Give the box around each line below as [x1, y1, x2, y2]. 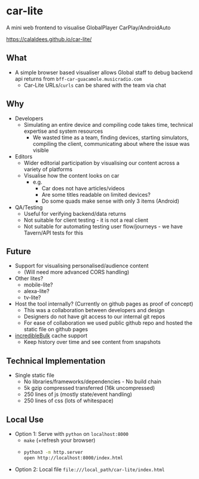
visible [32, 147, 49, 154]
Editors [14, 152, 33, 160]
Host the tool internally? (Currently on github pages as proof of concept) [14, 300, 194, 307]
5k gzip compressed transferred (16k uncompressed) [23, 385, 155, 392]
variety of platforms [23, 166, 73, 173]
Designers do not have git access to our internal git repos [23, 313, 166, 321]
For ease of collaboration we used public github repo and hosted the [23, 319, 193, 327]
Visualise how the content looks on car [23, 172, 120, 179]
